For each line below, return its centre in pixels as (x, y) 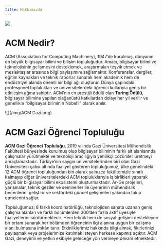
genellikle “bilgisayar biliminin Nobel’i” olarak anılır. (56, 103)
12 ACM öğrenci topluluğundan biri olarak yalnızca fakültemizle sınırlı (74, 172)
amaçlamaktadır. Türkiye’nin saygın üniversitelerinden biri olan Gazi (72, 161)
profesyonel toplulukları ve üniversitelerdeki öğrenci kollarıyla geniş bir (76, 87)
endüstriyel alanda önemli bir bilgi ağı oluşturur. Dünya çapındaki (70, 82)
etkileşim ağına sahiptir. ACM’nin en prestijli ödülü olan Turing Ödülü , (74, 93)
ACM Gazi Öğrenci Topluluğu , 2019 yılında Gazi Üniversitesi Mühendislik (78, 146)
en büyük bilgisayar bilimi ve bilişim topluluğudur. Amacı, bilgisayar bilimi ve (81, 61)
